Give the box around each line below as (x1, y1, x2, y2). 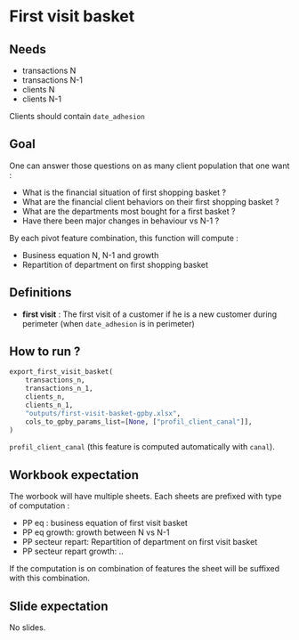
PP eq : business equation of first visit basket (21, 518, 189, 529)
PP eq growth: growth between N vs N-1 (21, 527, 170, 538)
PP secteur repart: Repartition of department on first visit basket (21, 537, 258, 547)
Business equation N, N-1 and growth (21, 249, 159, 260)
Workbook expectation (9, 467, 140, 482)
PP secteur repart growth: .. (21, 546, 125, 557)
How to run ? (9, 344, 81, 360)
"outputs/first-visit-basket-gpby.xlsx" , (25, 409, 181, 417)
